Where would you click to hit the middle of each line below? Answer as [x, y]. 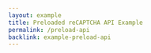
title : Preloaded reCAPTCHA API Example [76, 23]
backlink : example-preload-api [60, 37]
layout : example [35, 15]
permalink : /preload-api [49, 30]
